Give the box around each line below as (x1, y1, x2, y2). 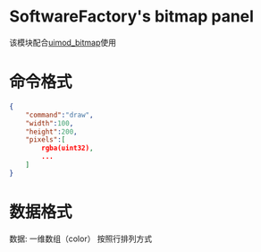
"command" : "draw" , (25, 110, 94, 119)
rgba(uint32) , (41, 143, 94, 153)
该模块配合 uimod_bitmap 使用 (9, 37, 116, 48)
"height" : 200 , (25, 127, 78, 136)
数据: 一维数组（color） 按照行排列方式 (9, 233, 153, 244)
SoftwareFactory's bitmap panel (9, 6, 255, 27)
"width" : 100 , (25, 118, 74, 127)
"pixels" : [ (25, 135, 66, 144)
